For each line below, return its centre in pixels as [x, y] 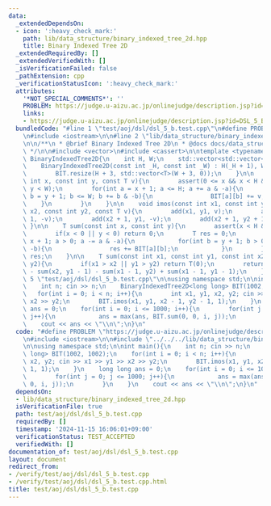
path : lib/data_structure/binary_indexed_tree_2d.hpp [115, 38]
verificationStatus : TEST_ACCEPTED [75, 436]
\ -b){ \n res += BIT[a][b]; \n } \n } [144, 249]
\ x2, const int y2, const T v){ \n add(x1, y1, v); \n [127, 211]
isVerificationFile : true [59, 407]
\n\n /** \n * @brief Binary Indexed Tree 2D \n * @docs [115, 143]
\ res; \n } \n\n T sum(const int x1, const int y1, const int [138, 256]
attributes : [36, 91]
